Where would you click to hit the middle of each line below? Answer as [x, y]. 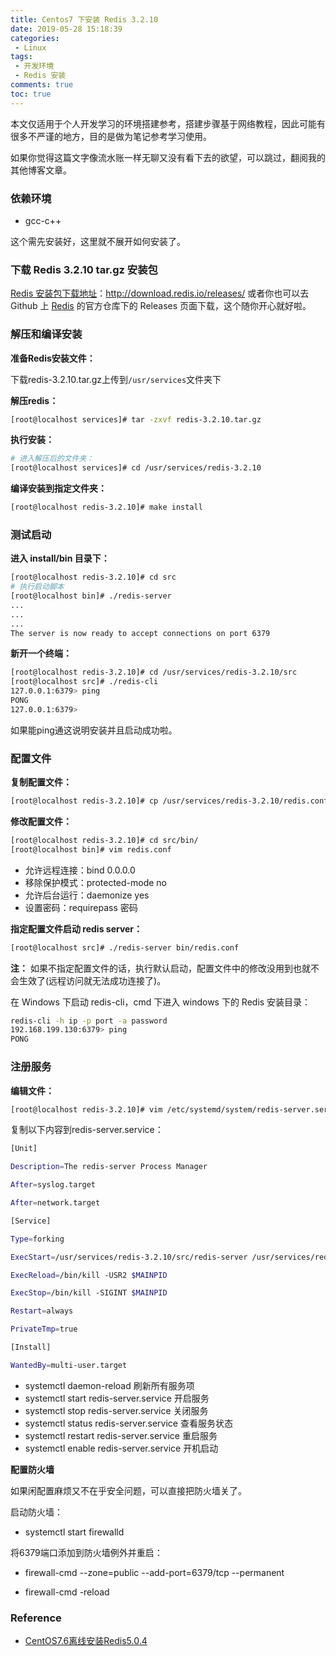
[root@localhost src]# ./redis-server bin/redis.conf [125, 947]
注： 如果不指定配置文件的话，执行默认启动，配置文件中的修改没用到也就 [160, 968]
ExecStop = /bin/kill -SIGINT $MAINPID [89, 1293]
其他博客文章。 [41, 170]
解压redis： [34, 400]
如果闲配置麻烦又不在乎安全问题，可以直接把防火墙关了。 [128, 1490]
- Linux [30, 47]
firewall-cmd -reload [67, 1592]
